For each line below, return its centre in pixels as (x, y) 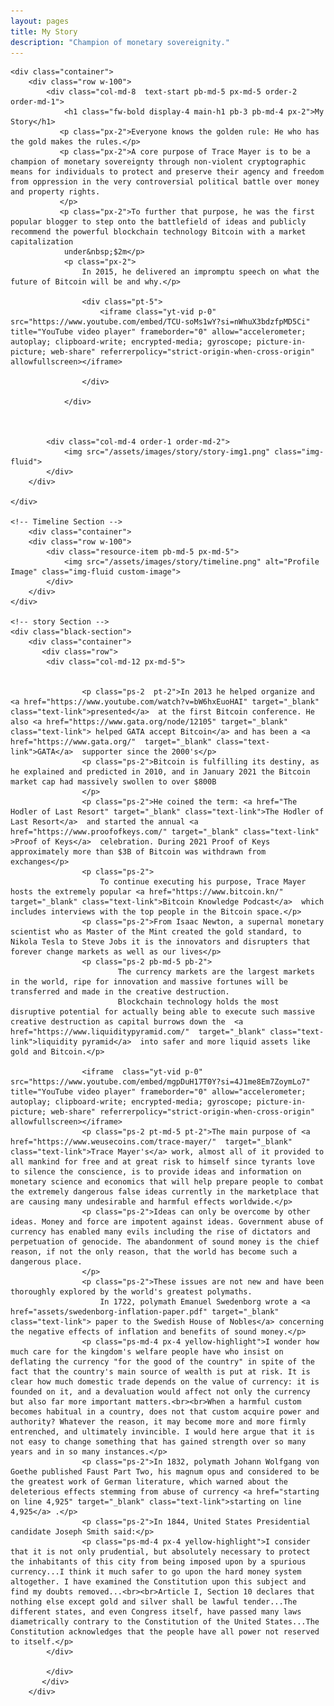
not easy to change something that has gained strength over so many (158, 1442)
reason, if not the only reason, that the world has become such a (154, 1252)
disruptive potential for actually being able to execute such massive (162, 1012)
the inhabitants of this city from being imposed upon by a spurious (158, 1562)
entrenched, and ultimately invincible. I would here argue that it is (162, 1432)
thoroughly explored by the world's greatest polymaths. (131, 1292)
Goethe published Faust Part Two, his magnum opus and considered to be (165, 1472)
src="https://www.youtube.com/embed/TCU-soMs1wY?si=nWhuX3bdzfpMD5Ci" (160, 322)
